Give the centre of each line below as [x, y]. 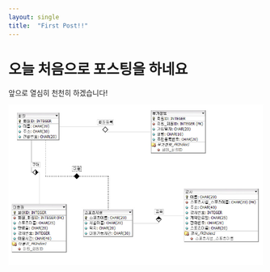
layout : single [34, 17]
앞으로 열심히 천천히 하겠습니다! [58, 93]
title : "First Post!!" [49, 25]
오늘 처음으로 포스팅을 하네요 [98, 69]
